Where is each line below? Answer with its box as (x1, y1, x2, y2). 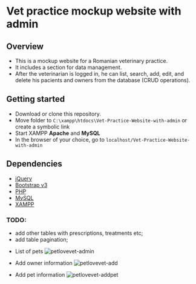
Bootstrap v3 (15, 181, 48, 188)
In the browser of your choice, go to (15, 136, 105, 143)
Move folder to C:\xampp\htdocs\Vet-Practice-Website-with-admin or (15, 116, 188, 124)
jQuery (15, 174, 32, 182)
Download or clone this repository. (15, 110, 101, 117)
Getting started (6, 94, 65, 104)
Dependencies (6, 159, 62, 169)
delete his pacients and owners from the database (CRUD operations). (15, 77, 191, 84)
